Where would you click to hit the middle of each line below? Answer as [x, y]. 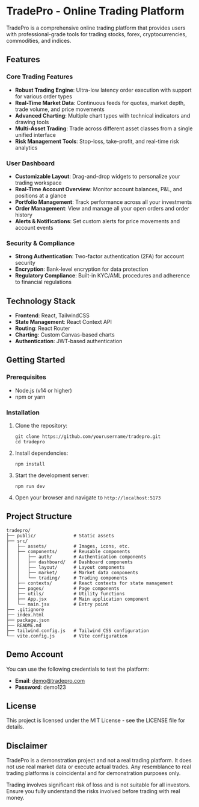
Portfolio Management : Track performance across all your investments [103, 202]
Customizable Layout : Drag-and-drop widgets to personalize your [97, 176]
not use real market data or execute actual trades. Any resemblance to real [99, 767]
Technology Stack [41, 301]
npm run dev [30, 487]
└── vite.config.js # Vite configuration [67, 636]
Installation [23, 413]
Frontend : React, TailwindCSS [52, 315]
